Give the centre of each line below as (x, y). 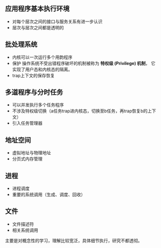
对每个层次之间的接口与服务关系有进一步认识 (57, 21)
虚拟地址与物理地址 (32, 153)
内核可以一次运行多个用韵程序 (42, 57)
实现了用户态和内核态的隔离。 (42, 69)
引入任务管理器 (27, 123)
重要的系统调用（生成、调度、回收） (49, 195)
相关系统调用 (25, 230)
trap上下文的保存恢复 (34, 75)
